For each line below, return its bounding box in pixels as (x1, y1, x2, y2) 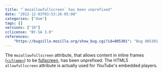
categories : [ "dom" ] (5, 16, 47, 21)
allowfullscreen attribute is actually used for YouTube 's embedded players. (5, 62, 158, 68)
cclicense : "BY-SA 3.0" (5, 30, 54, 35)
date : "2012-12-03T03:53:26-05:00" (5, 12, 78, 17)
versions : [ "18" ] (5, 25, 41, 30)
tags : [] (5, 20, 23, 26)
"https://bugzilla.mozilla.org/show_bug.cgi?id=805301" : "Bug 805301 (14, 39, 159, 44)
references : (5, 35, 29, 39)
